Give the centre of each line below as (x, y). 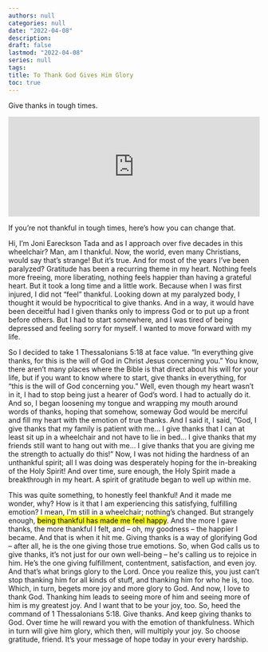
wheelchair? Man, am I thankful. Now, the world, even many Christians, (125, 252)
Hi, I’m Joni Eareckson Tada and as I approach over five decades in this (126, 243)
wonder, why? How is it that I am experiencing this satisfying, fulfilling (123, 503)
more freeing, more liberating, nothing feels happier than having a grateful (130, 277)
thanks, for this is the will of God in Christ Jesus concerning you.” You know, (134, 360)
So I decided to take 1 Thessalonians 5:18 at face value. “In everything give (131, 352)
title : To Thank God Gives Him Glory (71, 75)
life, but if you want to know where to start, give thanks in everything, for (128, 377)
